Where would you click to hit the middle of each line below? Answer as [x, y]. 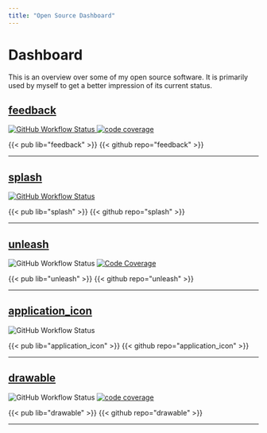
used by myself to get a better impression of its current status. [110, 85]
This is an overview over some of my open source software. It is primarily [128, 77]
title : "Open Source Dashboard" [62, 15]
